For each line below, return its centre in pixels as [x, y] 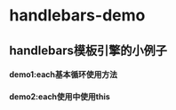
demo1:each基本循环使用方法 [64, 75]
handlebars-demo [77, 16]
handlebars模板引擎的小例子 [88, 50]
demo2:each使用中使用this [60, 96]
